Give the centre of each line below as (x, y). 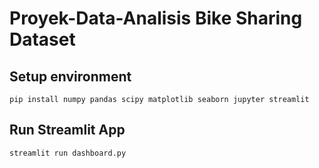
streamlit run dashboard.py (68, 153)
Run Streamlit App (67, 130)
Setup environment (70, 76)
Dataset (42, 39)
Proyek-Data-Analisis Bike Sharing (156, 18)
